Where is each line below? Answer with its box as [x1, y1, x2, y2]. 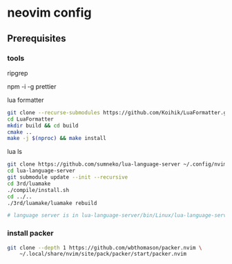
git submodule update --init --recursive [7, 174, 128, 181]
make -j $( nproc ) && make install [7, 135, 107, 142]
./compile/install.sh [7, 186, 70, 193]
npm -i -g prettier [7, 82, 57, 91]
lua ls [7, 148, 23, 156]
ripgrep [7, 69, 28, 77]
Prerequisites [7, 33, 66, 44]
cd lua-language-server [7, 168, 76, 175]
